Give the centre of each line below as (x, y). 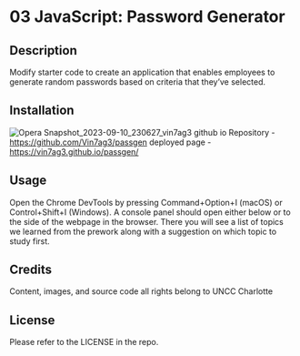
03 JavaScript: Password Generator (147, 17)
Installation (42, 111)
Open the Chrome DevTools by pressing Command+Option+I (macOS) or (146, 202)
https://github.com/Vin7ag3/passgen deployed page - (110, 142)
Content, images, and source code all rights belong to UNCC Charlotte (141, 291)
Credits (31, 270)
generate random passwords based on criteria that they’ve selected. (138, 82)
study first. (30, 241)
